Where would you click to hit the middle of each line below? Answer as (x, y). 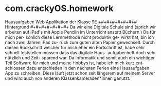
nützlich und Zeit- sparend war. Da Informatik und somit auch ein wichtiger (80, 57)
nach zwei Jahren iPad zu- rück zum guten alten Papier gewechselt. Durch (80, 42)
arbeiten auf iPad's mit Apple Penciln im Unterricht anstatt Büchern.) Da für (80, 32)
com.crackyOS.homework (59, 8)
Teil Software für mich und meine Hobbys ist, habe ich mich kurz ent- (75, 63)
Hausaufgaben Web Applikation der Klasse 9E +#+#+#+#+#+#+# (71, 22)
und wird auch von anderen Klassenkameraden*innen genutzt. (68, 78)
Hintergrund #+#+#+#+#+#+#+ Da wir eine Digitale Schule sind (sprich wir (80, 27)
